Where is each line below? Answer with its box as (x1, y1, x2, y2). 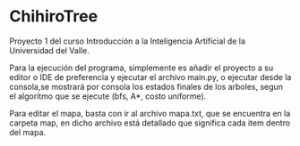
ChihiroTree (9, 6, 99, 27)
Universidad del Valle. (9, 45, 90, 55)
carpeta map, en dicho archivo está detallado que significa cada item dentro (9, 118, 291, 128)
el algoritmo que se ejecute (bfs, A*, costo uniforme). (9, 91, 207, 101)
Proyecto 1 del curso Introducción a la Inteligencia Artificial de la (9, 36, 246, 46)
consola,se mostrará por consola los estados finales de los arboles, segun (9, 81, 284, 92)
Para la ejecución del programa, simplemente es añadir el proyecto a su (9, 62, 274, 73)
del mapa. (9, 126, 47, 137)
